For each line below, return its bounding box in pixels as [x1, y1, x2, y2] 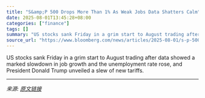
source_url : [6, 37, 37, 43]
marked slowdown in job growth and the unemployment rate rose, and [6, 60, 183, 68]
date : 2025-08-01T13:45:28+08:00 [6, 15, 92, 21]
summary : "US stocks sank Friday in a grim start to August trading [6, 32, 184, 38]
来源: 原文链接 [6, 85, 41, 92]
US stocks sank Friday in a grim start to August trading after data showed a [6, 54, 195, 61]
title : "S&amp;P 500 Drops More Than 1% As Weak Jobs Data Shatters [6, 9, 184, 15]
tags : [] [6, 26, 29, 32]
